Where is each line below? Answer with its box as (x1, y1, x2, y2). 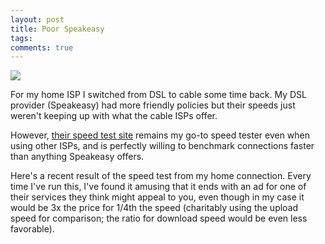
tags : (10, 33, 33, 43)
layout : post (10, 14, 65, 25)
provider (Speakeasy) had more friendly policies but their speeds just (10, 99, 296, 111)
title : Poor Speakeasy (10, 24, 105, 34)
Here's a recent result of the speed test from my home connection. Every (10, 170, 312, 182)
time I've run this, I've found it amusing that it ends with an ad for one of (10, 181, 307, 193)
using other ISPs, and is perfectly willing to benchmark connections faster (10, 140, 315, 152)
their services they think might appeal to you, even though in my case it (10, 191, 305, 203)
